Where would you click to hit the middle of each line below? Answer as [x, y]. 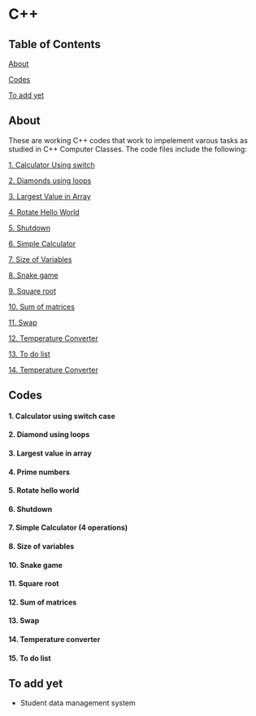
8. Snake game [33, 275]
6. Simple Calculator [42, 243]
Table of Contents [55, 44]
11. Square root [34, 583]
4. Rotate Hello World [44, 212]
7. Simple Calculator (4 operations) [68, 528]
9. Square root [33, 290]
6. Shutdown [30, 509]
